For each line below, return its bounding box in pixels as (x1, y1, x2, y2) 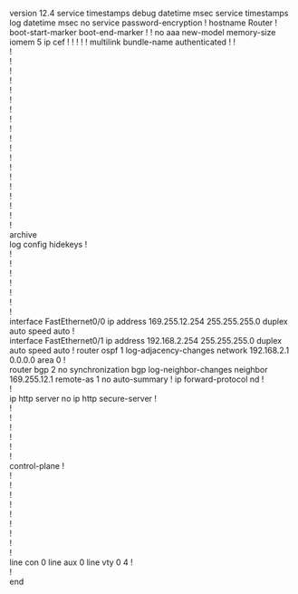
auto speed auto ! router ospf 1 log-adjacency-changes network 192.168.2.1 (9, 345, 290, 355)
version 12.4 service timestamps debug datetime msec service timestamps (9, 8, 289, 18)
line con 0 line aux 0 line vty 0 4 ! (9, 557, 133, 568)
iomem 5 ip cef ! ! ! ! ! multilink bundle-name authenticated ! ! (9, 36, 236, 47)
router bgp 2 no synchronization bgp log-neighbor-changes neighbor (9, 365, 269, 375)
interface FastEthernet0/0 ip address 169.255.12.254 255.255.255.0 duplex (9, 316, 288, 326)
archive (9, 229, 38, 239)
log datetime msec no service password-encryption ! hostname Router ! (9, 17, 278, 28)
